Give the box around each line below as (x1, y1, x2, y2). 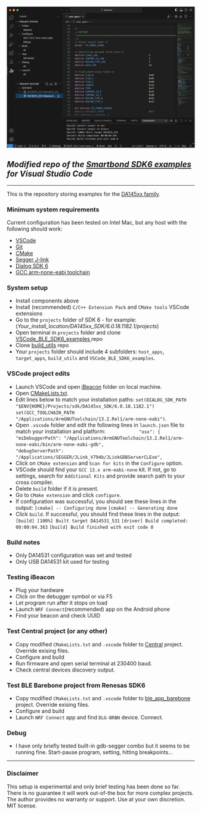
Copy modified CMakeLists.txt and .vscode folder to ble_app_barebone (15, 694, 191, 701)
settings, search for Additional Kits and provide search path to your (15, 472, 185, 479)
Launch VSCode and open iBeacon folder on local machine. (15, 383, 163, 390)
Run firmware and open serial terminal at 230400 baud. (15, 659, 153, 667)
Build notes (7, 538, 41, 546)
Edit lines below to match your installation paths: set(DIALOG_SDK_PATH (15, 396, 187, 403)
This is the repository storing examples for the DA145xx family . (7, 190, 160, 198)
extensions (15, 310, 43, 317)
